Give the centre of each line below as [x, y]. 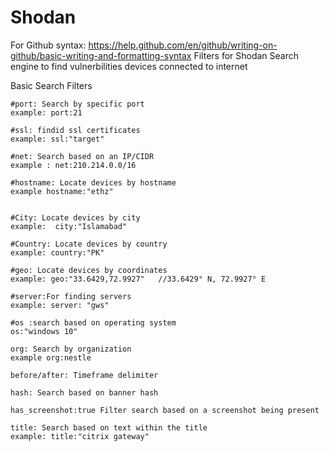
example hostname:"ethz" [62, 191]
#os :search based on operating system [93, 322]
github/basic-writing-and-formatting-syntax [101, 55]
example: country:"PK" [57, 252]
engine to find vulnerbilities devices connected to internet [129, 66]
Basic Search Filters [51, 85]
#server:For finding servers [71, 296]
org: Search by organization [71, 349]
